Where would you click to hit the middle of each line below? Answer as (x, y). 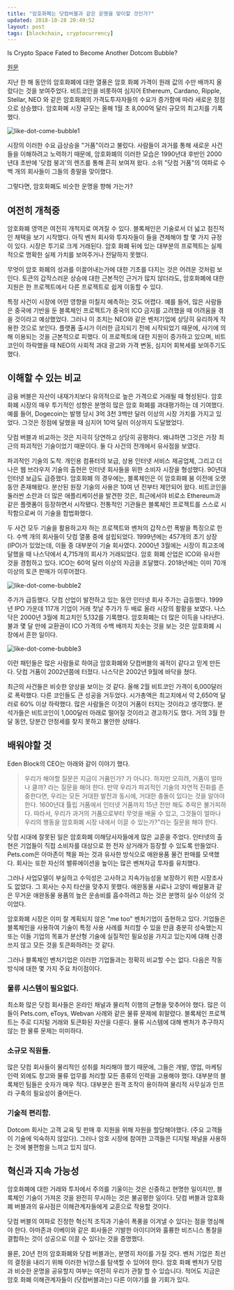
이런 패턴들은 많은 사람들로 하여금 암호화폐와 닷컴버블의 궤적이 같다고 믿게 (108, 662)
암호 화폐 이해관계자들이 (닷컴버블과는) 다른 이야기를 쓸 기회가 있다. (99, 1280)
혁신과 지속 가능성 (43, 1171)
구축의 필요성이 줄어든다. (48, 1093)
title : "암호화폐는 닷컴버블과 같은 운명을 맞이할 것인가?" (81, 14)
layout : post (26, 26)
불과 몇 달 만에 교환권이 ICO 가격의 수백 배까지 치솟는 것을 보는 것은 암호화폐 (111, 625)
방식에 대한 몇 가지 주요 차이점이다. (55, 968)
